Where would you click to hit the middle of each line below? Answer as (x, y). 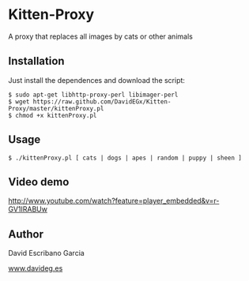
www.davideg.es (36, 268)
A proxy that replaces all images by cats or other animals (101, 36)
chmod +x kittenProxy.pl (56, 115)
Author (26, 234)
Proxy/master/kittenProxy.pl (56, 108)
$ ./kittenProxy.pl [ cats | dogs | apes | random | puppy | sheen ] (125, 158)
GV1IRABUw (28, 209)
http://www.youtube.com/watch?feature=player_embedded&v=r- (114, 201)
